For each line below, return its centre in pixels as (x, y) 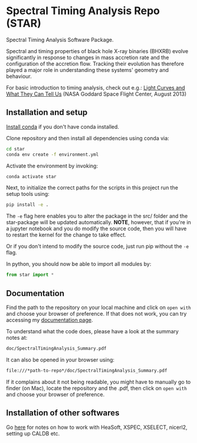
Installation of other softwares (63, 413)
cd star (16, 149)
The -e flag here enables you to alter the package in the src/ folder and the (97, 216)
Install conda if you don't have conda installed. (63, 127)
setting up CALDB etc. (33, 433)
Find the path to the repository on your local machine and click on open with (99, 307)
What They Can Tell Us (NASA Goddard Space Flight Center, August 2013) (96, 94)
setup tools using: (28, 194)
